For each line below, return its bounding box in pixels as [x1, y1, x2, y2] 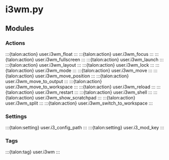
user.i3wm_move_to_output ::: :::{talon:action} [5, 78, 102, 84]
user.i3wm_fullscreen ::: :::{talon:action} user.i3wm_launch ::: [35, 56, 164, 63]
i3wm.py [5, 4, 44, 15]
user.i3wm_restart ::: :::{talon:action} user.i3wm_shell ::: [35, 89, 153, 95]
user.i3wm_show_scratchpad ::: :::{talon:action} [35, 94, 136, 101]
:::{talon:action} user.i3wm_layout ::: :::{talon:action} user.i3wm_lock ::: [5, 62, 155, 68]
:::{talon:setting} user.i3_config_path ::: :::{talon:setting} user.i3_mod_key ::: [5, 125, 164, 131]
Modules [5, 24, 34, 33]
